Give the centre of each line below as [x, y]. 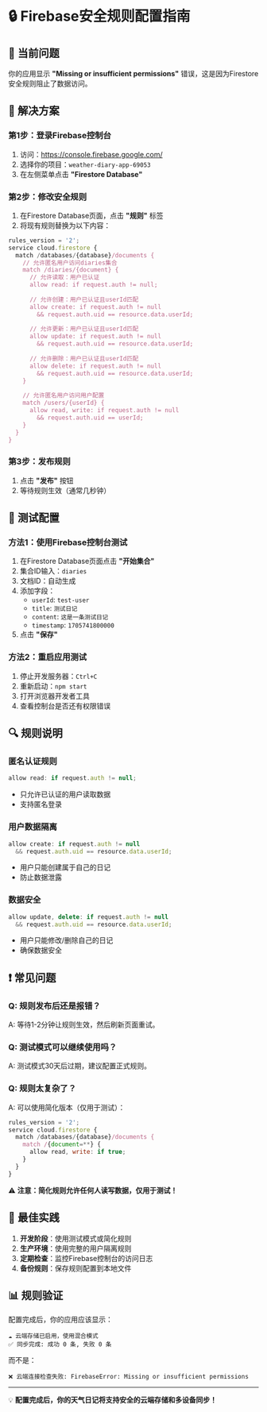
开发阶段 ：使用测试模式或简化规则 [75, 1238]
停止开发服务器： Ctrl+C [58, 676]
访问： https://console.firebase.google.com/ [91, 154]
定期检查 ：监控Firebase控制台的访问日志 [86, 1258]
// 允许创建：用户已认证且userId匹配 [84, 299]
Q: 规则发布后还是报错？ [54, 1005]
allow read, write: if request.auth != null [104, 411]
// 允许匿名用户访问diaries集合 [70, 263]
